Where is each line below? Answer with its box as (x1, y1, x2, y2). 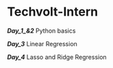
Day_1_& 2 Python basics (7, 27, 76, 35)
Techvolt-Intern (7, 4, 98, 20)
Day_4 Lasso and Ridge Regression (7, 52, 108, 61)
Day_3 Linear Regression (7, 39, 77, 48)
